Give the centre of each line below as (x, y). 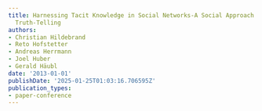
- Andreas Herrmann (40, 52)
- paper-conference (40, 95)
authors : (22, 30)
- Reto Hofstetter (38, 45)
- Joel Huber (29, 59)
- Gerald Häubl (33, 66)
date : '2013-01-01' (40, 73)
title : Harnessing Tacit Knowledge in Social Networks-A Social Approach (131, 15)
